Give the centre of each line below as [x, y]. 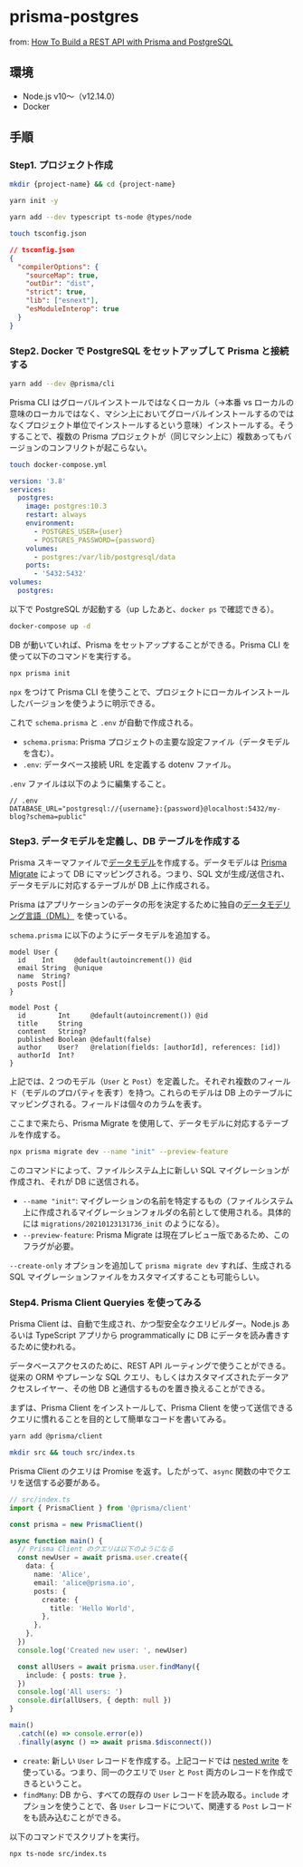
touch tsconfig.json [48, 234]
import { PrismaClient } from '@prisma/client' [101, 1508]
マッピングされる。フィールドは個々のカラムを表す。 [108, 1104]
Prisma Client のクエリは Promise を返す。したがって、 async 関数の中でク [146, 1471]
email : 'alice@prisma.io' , [84, 1583]
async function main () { [56, 1541]
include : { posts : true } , [76, 1675]
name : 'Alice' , [62, 1575]
